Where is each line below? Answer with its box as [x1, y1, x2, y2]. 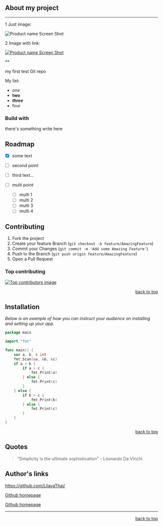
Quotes [5, 443, 28, 451]
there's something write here [5, 126, 63, 132]
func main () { [5, 348, 34, 353]
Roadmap [5, 140, 35, 148]
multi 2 [19, 197, 33, 203]
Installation [5, 303, 40, 311]
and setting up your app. [5, 321, 55, 327]
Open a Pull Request [12, 256, 53, 262]
